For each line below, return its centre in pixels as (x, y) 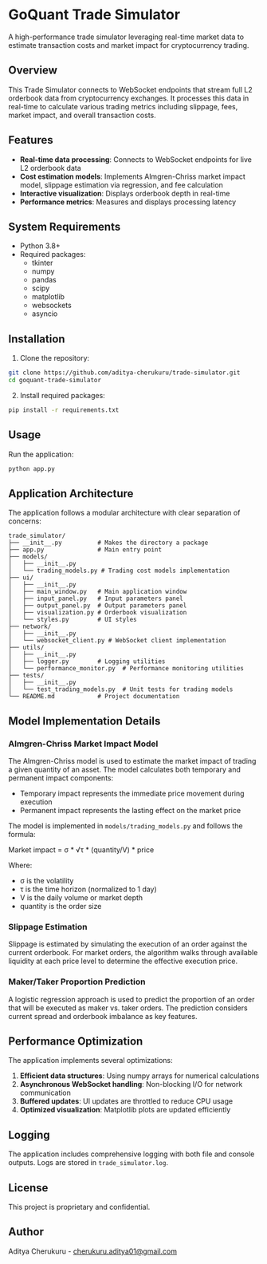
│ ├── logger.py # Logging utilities (87, 662)
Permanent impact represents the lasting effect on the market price (130, 810)
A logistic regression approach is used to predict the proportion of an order (132, 999)
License (28, 1188)
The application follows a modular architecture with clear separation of (124, 513)
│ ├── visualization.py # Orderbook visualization (98, 613)
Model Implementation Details (84, 721)
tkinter (42, 263)
